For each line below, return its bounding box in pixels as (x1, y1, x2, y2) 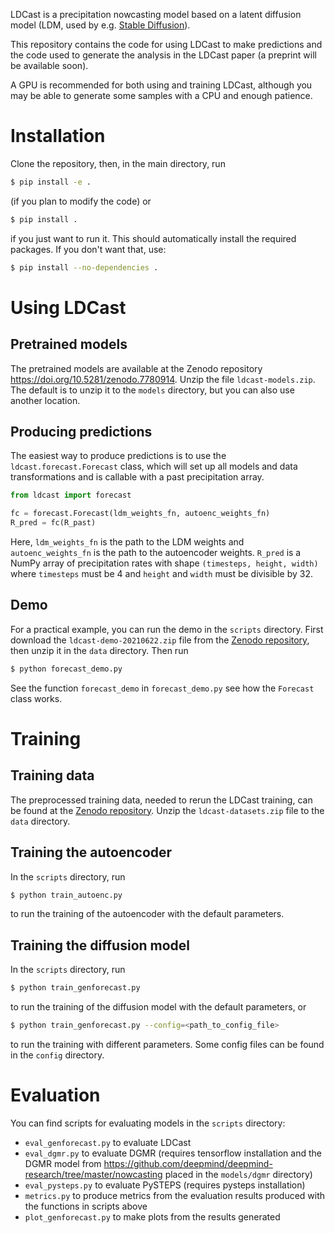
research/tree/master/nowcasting (24, 1168, 163, 1180)
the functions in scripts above (24, 1200, 148, 1212)
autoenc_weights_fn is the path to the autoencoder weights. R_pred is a (10, 547, 302, 558)
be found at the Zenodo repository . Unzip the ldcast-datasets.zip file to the (10, 804, 325, 816)
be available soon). (10, 60, 89, 71)
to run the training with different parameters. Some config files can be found (10, 1038, 325, 1050)
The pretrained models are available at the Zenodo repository (10, 362, 263, 374)
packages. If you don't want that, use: (10, 243, 167, 255)
